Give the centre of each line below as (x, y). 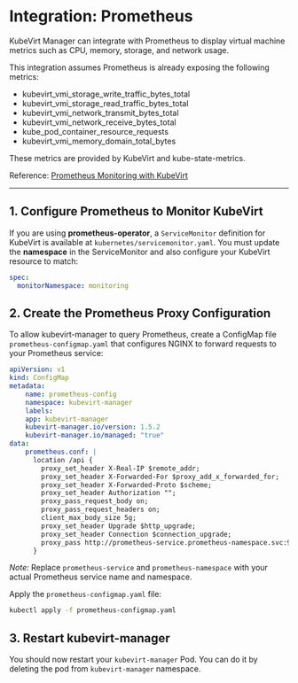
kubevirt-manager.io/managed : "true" (95, 436)
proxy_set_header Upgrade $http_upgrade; (119, 526)
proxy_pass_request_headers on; (101, 510)
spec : (19, 277)
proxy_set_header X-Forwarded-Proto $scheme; (127, 485)
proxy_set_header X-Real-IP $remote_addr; (121, 468)
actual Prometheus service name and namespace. (101, 577)
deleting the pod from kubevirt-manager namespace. (105, 669)
